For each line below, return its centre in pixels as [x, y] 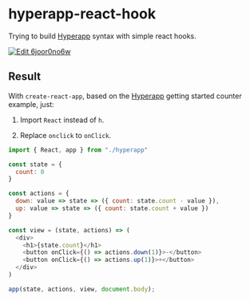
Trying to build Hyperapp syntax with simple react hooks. [103, 36]
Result [25, 77]
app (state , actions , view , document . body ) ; [82, 289]
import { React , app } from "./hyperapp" [78, 150]
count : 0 [30, 172]
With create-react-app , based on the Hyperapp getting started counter [125, 96]
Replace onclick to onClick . [65, 135]
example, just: [31, 104]
